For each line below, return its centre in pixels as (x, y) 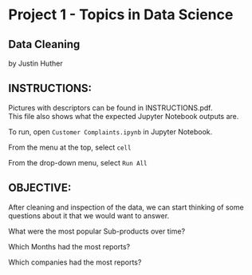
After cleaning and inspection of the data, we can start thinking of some (126, 207)
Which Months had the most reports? (69, 246)
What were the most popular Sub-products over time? (97, 231)
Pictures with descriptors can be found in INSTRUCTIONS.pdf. (110, 108)
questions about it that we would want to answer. (89, 215)
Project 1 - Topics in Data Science (121, 15)
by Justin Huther (35, 63)
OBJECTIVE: (40, 188)
